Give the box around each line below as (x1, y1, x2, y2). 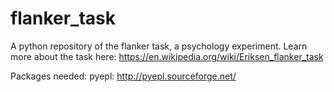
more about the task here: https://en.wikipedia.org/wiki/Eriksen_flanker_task (10, 50, 324, 62)
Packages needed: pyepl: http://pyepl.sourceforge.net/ (10, 70, 237, 82)
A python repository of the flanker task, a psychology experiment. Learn (10, 40, 308, 52)
